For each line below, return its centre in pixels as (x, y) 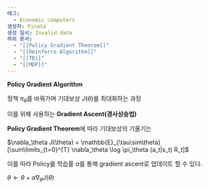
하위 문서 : (20, 39)
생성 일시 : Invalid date (40, 33)
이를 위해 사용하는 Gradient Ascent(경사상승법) (72, 114)
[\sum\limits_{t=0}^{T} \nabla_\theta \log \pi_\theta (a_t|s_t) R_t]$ (98, 150)
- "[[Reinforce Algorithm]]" (55, 52)
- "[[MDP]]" (31, 65)
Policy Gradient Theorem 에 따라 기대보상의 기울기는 (79, 129)
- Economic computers (44, 20)
